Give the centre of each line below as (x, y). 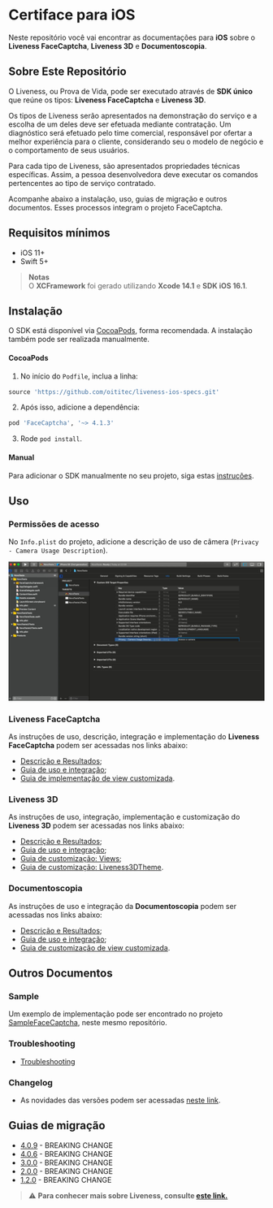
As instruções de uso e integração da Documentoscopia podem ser (123, 906)
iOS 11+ (32, 253)
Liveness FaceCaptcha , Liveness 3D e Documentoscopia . (108, 45)
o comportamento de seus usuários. (69, 150)
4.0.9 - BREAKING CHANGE (67, 1145)
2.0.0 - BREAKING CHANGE (67, 1171)
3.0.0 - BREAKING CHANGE (67, 1163)
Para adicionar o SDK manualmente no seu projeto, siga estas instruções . (131, 475)
